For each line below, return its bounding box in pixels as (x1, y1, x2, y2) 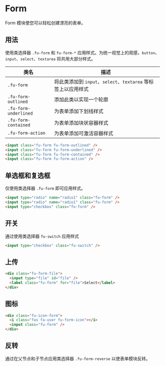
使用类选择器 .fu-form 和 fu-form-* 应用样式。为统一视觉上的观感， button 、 (5, 50, 160, 56)
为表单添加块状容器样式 (54, 119, 109, 126)
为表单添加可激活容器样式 (54, 130, 113, 137)
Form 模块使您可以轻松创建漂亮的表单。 (5, 20, 86, 26)
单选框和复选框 (5, 171, 51, 180)
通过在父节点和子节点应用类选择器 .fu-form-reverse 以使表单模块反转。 (5, 355, 151, 362)
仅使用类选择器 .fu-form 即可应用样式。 (5, 185, 86, 191)
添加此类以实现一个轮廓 (54, 96, 109, 103)
